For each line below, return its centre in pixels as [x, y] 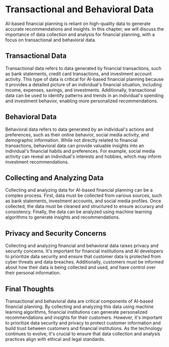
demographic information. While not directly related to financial [72, 140]
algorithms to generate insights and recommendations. [63, 217]
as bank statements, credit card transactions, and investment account [78, 74]
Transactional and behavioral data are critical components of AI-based [79, 301]
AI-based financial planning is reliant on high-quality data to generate [78, 24]
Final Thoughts [30, 289]
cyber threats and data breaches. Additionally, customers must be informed [84, 262]
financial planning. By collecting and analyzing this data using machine [79, 307]
